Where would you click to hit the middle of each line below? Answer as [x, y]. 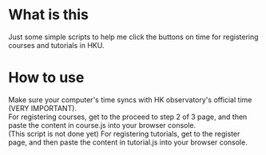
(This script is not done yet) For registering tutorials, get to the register [124, 133]
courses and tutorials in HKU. [56, 45]
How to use [46, 78]
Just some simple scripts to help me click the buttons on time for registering [133, 37]
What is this [49, 15]
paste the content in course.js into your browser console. [102, 125]
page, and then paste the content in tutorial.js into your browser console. [128, 142]
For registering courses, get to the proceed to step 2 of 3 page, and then [128, 117]
